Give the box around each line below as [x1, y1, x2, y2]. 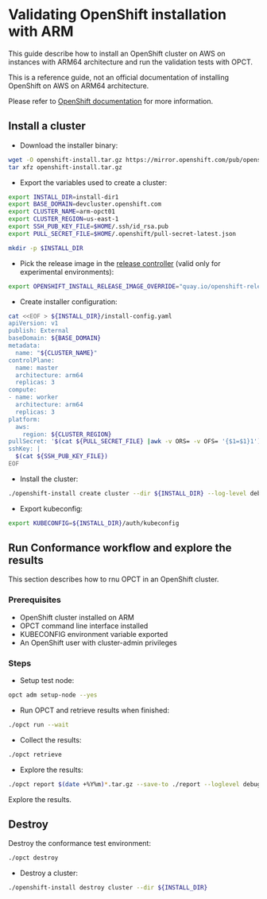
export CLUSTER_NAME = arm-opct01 [8, 208, 115, 216]
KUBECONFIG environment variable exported [19, 629, 168, 639]
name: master [15, 364, 59, 372]
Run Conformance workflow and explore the [8, 542, 232, 555]
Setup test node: [19, 676, 75, 685]
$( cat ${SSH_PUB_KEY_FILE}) [15, 453, 109, 461]
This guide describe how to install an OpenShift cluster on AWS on [8, 48, 226, 58]
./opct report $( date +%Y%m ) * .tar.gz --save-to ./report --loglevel [8, 780, 240, 788]
